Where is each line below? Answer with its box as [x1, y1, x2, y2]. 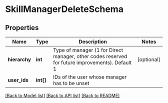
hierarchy [7, 56, 31, 63]
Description [78, 38, 107, 45]
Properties [5, 23, 39, 32]
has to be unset [53, 80, 89, 86]
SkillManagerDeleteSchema [5, 3, 124, 15]
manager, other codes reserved [53, 53, 127, 59]
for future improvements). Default [53, 59, 132, 66]
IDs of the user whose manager [53, 73, 127, 80]
